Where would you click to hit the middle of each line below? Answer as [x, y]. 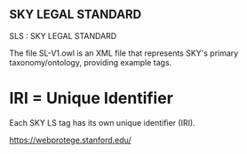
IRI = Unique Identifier [91, 98]
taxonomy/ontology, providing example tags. [91, 62]
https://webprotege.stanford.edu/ [70, 140]
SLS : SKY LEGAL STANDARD [63, 35]
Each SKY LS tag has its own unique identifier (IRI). [102, 122]
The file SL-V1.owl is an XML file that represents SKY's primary [124, 53]
